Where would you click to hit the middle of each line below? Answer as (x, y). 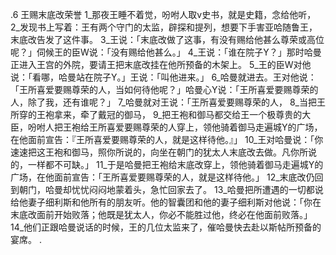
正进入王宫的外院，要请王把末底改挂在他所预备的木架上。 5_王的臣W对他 (161, 64)
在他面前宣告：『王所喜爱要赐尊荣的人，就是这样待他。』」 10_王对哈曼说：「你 (167, 139)
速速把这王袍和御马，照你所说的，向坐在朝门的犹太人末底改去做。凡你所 (159, 152)
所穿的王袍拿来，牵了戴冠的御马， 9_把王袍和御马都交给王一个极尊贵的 (156, 114)
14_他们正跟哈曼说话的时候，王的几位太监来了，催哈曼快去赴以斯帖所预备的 (166, 227)
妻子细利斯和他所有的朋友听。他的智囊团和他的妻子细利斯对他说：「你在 (174, 202)
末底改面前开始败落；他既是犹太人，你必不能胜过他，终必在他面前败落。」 (161, 214)
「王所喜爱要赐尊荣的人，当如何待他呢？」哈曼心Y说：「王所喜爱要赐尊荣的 (164, 89)
